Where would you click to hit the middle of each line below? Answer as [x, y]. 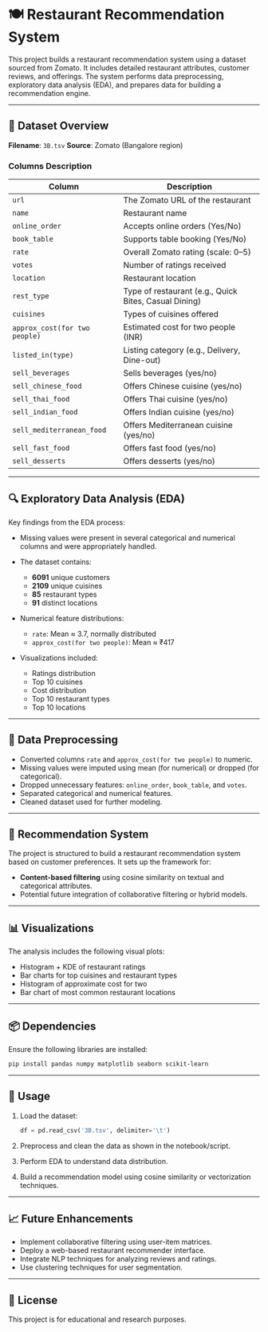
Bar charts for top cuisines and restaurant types [99, 975]
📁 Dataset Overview [59, 126]
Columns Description [50, 166]
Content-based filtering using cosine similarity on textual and [122, 878]
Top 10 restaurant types [71, 698]
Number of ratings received [175, 266]
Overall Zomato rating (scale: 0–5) [187, 252]
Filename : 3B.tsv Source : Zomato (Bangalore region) [96, 145]
